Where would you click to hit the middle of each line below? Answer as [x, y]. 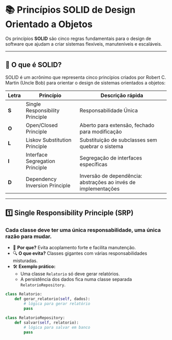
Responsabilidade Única [109, 110]
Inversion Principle [48, 185]
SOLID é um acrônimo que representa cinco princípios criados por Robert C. [86, 77]
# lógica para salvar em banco [57, 327]
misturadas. [25, 261]
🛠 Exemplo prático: [34, 267]
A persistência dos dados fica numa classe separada [76, 279]
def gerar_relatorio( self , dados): [52, 299]
